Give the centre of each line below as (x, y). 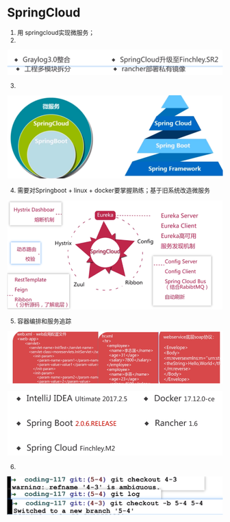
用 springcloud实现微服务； (55, 32)
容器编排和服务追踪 (44, 321)
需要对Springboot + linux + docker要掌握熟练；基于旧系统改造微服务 (113, 191)
